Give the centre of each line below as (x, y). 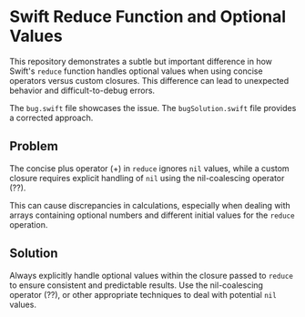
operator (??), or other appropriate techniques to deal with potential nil (143, 294)
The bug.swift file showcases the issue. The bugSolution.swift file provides (153, 107)
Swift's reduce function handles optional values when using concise (136, 71)
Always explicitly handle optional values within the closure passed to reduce (152, 275)
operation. (29, 224)
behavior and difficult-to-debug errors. (82, 90)
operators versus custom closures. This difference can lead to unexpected (149, 80)
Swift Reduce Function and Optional (148, 17)
